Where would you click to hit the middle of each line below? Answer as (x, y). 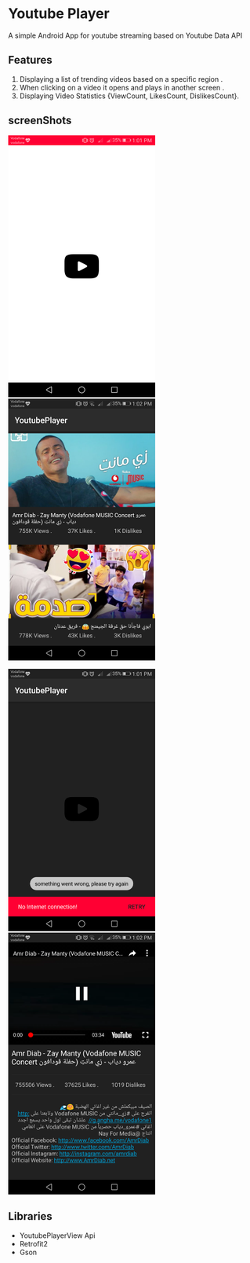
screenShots (40, 121)
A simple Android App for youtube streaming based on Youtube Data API (125, 35)
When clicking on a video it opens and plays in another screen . (122, 87)
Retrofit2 (34, 1243)
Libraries (30, 1216)
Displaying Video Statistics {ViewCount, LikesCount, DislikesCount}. (129, 96)
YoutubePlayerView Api (57, 1235)
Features (30, 60)
